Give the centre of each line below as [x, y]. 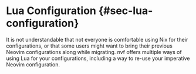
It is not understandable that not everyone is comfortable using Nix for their [97, 39]
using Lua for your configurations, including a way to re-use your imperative [98, 58]
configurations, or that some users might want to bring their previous [89, 46]
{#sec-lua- [126, 11]
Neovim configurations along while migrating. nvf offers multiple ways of [94, 52]
